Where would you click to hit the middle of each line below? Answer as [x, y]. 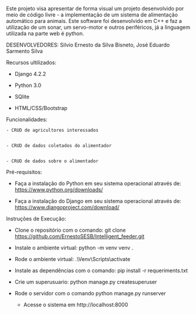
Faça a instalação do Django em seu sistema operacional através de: [98, 201]
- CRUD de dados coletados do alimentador [59, 146]
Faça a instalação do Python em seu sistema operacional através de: [98, 183]
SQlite [22, 97]
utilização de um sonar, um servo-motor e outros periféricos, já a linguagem [98, 27]
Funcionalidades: [27, 119]
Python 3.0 [28, 85]
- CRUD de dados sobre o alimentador [52, 161]
